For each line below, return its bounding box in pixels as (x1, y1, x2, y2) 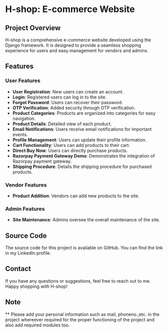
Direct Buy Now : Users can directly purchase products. (12, 147, 128, 153)
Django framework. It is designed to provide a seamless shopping (5, 42, 141, 48)
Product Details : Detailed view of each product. (12, 121, 112, 127)
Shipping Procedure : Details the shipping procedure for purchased (12, 163, 152, 170)
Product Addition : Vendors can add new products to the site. (12, 193, 140, 199)
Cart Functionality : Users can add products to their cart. (12, 142, 130, 148)
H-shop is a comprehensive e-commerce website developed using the (5, 37, 151, 43)
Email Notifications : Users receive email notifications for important (12, 126, 152, 132)
